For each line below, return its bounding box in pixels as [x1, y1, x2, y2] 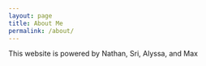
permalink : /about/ [8, 27, 75, 35]
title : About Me [8, 19, 63, 27]
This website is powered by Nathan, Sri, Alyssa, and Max [8, 49, 199, 59]
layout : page [8, 11, 53, 20]
